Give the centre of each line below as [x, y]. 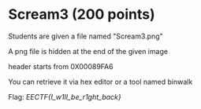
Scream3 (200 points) [82, 15]
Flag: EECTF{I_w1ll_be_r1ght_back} [65, 96]
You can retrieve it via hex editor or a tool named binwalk [100, 82]
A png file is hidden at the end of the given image [88, 51]
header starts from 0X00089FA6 [61, 66]
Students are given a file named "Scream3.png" [86, 36]
